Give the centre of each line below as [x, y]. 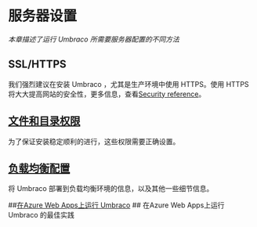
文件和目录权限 [44, 121]
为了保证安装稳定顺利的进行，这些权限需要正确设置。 [94, 141]
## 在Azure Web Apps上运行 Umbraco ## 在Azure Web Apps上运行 [116, 205]
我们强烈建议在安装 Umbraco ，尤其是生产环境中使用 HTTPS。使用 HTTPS [128, 84]
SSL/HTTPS [37, 65]
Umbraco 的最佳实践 [41, 215]
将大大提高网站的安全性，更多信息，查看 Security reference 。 [107, 94]
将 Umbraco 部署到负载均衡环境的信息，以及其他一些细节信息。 [111, 189]
